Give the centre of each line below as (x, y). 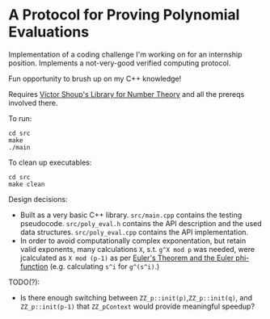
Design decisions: (38, 199)
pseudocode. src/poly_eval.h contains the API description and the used (141, 223)
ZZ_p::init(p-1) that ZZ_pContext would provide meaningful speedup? (137, 306)
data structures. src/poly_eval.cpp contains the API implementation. (134, 232)
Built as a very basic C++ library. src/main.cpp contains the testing (131, 215)
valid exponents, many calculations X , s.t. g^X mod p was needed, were (137, 249)
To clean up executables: (50, 162)
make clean (27, 184)
